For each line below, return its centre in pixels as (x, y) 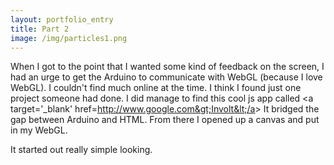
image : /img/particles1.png (69, 38)
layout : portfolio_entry (62, 19)
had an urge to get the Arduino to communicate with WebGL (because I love (166, 77)
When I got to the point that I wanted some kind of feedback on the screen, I (167, 67)
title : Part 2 (40, 29)
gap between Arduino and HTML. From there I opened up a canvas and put (165, 120)
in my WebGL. (39, 130)
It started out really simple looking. (81, 150)
